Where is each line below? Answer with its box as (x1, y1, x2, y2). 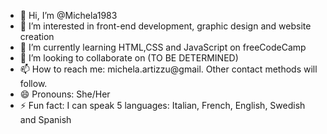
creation (19, 31, 55, 42)
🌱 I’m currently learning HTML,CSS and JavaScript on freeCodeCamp (19, 41, 307, 53)
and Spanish (19, 114, 72, 125)
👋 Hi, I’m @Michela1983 (19, 10, 118, 21)
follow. (19, 78, 48, 89)
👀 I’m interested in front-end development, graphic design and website (19, 20, 312, 32)
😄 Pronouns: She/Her (19, 88, 111, 100)
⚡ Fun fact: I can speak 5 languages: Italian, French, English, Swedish (19, 100, 306, 111)
